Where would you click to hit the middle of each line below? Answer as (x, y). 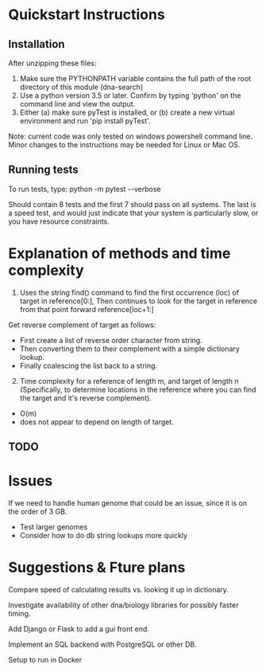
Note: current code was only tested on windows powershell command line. (130, 136)
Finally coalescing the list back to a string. (88, 365)
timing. (19, 614)
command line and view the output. (77, 104)
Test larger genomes (54, 527)
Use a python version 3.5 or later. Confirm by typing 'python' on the (130, 96)
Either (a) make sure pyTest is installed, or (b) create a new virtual (127, 112)
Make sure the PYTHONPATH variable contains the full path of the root (135, 78)
